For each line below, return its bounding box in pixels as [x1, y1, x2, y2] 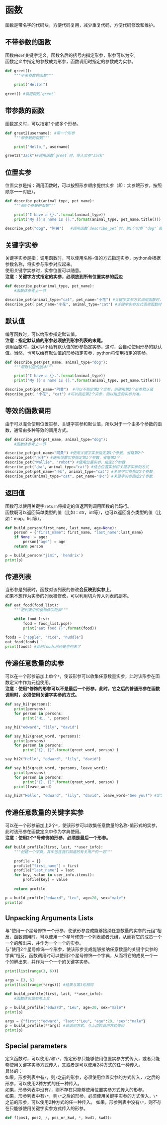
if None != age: [14, 535, 48, 540]
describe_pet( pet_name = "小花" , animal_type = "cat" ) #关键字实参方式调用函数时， [5, 302, 166, 307]
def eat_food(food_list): [5, 603, 59, 608]
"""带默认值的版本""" [14, 364, 54, 369]
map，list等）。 [13, 515, 44, 521]
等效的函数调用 [5, 407, 51, 415]
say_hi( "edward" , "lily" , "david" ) [5, 724, 79, 730]
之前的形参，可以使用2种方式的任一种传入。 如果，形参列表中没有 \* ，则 [5, 1099, 153, 1105]
